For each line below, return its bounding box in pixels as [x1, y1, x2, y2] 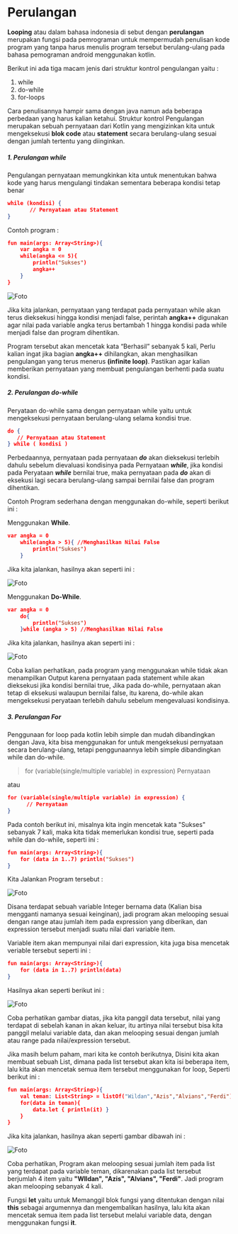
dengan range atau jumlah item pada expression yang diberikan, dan [7, 918, 208, 926]
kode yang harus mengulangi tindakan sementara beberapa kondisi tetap [7, 178, 221, 187]
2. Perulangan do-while [7, 388, 79, 397]
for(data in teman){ [20, 1099, 81, 1106]
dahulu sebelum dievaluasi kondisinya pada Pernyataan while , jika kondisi [7, 461, 223, 469]
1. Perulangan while [7, 153, 67, 162]
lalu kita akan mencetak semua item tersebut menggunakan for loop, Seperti [7, 1065, 230, 1074]
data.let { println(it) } [33, 1106, 110, 1113]
